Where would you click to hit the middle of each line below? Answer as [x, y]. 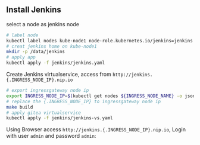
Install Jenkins [34, 10]
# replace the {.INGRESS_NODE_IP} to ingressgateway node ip [84, 101]
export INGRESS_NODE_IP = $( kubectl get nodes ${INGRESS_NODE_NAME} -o [94, 96]
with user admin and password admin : [51, 136]
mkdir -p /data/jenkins [36, 52]
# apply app [21, 57]
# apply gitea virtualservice [44, 113]
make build [20, 107]
